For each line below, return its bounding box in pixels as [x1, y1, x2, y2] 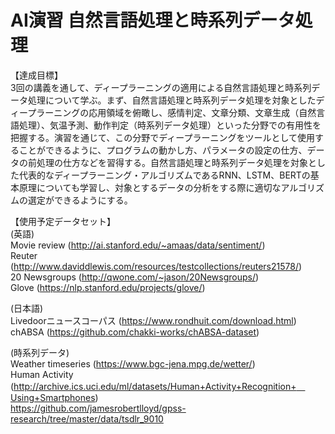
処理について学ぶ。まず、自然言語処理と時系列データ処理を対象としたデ [27, 94, 325, 106]
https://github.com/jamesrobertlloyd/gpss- [10, 402, 187, 414]
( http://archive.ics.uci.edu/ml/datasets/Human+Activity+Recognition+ [10, 380, 297, 392]
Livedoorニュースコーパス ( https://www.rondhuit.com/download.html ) [10, 314, 297, 326]
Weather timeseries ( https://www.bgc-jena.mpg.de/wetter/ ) [10, 357, 256, 370]
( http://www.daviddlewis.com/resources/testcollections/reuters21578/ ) [10, 260, 303, 272]
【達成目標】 [10, 69, 63, 81]
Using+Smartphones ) [10, 391, 99, 403]
